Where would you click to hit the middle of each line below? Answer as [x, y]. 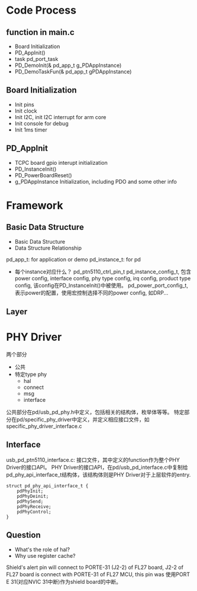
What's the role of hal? [42, 550]
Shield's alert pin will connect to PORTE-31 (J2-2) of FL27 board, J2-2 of [95, 567]
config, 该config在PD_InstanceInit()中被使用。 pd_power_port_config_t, [101, 285]
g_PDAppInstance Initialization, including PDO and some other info [96, 181]
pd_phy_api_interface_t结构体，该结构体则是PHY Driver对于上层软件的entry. [98, 474]
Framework [35, 205]
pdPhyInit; [30, 491]
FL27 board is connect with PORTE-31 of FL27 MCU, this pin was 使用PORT [98, 574]
